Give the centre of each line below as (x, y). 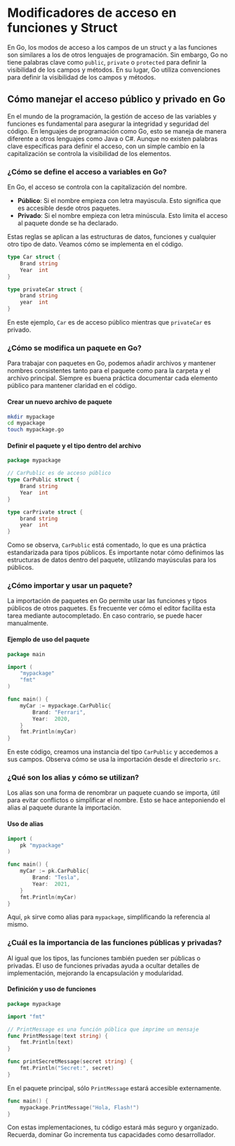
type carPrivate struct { (45, 512)
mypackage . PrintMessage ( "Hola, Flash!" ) (80, 1107)
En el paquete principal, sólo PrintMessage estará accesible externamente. (114, 1088)
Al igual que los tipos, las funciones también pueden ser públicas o (104, 958)
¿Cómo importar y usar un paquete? (70, 586)
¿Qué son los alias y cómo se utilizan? (73, 778)
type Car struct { (34, 257)
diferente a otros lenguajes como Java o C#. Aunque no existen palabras (113, 138)
